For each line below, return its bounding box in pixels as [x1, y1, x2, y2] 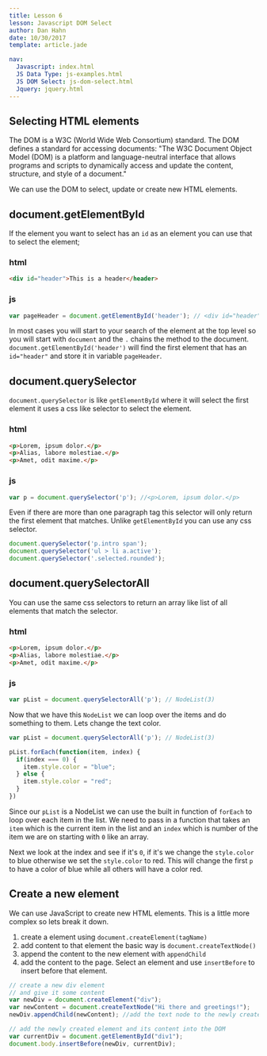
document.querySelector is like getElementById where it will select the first [9, 395, 249, 405]
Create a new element [9, 887, 120, 901]
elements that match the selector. [9, 606, 118, 615]
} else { [16, 770, 45, 778]
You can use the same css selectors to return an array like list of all [9, 597, 228, 607]
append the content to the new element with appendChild [20, 949, 207, 958]
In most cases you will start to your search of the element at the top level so [9, 326, 257, 336]
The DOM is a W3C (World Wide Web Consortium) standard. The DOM [9, 136, 240, 145]
